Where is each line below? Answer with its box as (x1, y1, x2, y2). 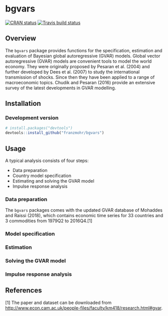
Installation (5, 99, 41, 108)
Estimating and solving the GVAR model (12, 178, 94, 184)
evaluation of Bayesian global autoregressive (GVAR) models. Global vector (5, 53, 160, 59)
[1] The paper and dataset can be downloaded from (5, 299, 112, 305)
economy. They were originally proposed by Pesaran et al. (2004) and (5, 63, 150, 69)
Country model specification (12, 173, 72, 179)
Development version (5, 114, 59, 121)
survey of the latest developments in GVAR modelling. (5, 85, 116, 91)
